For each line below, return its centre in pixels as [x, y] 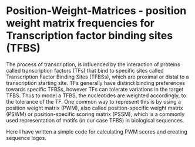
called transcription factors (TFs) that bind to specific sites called [85, 70]
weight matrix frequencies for [80, 23]
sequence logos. [26, 138]
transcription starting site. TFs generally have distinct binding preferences [95, 83]
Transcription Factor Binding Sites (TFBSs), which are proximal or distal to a [97, 77]
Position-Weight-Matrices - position [96, 11]
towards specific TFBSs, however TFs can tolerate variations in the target [95, 89]
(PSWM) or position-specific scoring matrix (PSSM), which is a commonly [95, 114]
